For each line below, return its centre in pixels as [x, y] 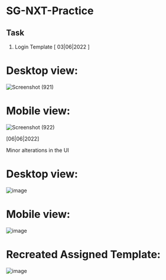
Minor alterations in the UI [38, 150]
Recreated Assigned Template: [83, 254]
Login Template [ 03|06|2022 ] [52, 47]
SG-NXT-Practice [50, 11]
